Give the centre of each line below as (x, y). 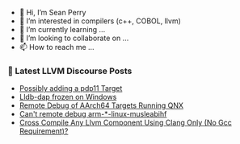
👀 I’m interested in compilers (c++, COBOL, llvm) (100, 21)
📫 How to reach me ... (57, 47)
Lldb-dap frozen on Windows (68, 97)
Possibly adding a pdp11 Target (71, 88)
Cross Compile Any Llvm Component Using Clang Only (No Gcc (125, 123)
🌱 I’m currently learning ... (62, 29)
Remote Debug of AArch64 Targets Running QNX (101, 105)
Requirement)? (44, 131)
